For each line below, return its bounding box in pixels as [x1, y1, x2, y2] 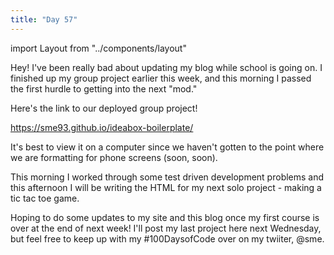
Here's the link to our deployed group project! [10, 102, 198, 114]
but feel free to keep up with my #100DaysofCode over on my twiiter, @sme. [10, 232, 325, 245]
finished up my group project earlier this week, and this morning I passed [10, 72, 312, 84]
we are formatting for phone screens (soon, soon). [10, 151, 218, 163]
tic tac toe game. [10, 192, 80, 204]
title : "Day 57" [10, 14, 78, 25]
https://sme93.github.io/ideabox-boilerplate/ [10, 121, 194, 133]
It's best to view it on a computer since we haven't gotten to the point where [10, 141, 325, 153]
